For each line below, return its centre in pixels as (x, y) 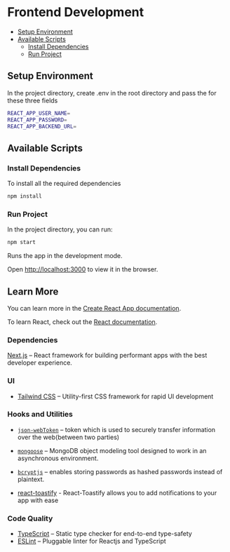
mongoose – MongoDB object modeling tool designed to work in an (112, 450)
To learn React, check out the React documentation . (82, 322)
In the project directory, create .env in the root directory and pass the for (112, 93)
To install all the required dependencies (64, 184)
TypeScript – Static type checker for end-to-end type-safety (105, 534)
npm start (22, 243)
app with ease (38, 500)
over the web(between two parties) (68, 437)
